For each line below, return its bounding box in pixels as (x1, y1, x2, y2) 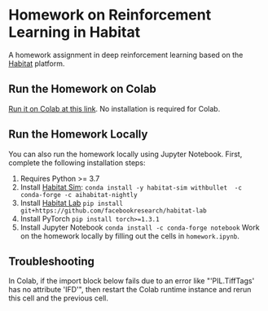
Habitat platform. (8, 59, 65, 68)
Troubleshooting (8, 254, 95, 268)
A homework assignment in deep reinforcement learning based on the (8, 50, 244, 59)
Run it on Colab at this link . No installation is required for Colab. (8, 103, 221, 113)
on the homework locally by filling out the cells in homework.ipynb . (20, 230, 240, 241)
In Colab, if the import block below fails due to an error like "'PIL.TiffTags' (8, 276, 255, 286)
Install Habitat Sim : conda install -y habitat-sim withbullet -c (20, 182, 243, 192)
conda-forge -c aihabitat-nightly (20, 191, 138, 199)
